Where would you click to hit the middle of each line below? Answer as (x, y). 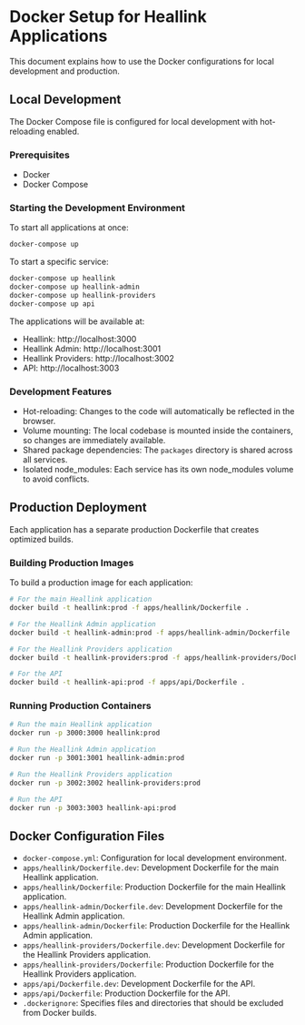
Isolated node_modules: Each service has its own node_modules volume (158, 470)
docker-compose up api (52, 304)
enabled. (63, 131)
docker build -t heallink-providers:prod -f (95, 657)
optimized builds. (42, 539)
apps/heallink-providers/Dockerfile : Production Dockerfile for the (148, 964)
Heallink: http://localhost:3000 (79, 339)
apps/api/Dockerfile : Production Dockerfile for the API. (126, 993)
